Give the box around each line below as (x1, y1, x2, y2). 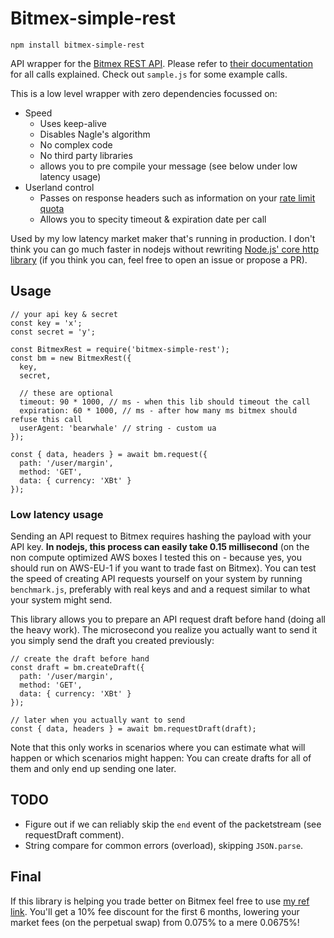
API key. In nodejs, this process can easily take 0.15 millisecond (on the (10, 541, 310, 553)
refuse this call (10, 414, 83, 424)
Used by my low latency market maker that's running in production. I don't (10, 232, 316, 244)
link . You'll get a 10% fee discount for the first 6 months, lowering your (10, 905, 300, 917)
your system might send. (10, 594, 113, 606)
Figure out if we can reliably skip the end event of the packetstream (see (24, 818, 322, 830)
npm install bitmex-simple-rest (10, 40, 145, 50)
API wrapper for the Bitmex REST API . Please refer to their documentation (10, 57, 314, 69)
